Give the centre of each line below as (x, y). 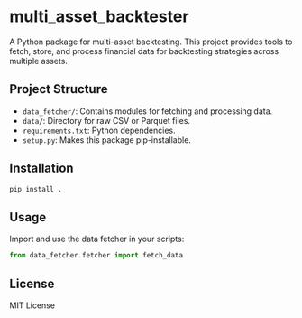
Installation (41, 168)
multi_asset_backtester (99, 17)
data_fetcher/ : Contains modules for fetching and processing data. (147, 111)
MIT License (32, 305)
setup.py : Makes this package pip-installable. (107, 140)
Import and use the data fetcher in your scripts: (97, 239)
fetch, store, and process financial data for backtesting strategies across (144, 51)
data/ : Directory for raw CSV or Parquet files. (106, 120)
